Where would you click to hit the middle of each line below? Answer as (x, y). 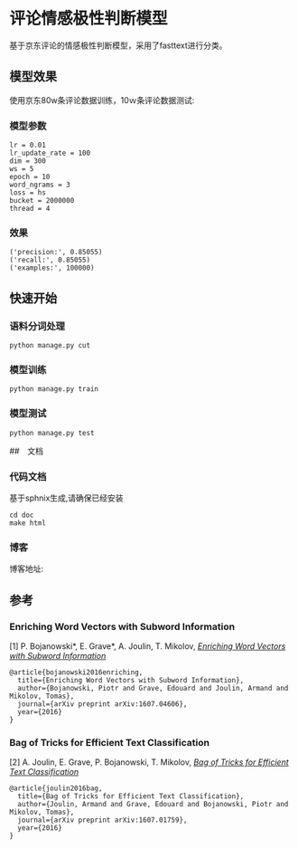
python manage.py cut (50, 346)
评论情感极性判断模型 (89, 19)
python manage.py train (54, 389)
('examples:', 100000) (52, 268)
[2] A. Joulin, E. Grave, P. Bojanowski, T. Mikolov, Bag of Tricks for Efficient (149, 762)
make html (28, 523)
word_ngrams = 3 (40, 185)
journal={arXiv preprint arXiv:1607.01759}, (102, 820)
